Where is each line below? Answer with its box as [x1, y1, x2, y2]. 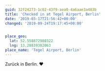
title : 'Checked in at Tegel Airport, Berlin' [5, 12, 101, 17]
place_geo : [5, 34, 27, 39]
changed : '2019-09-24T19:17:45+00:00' [5, 21, 84, 26]
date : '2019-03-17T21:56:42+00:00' [5, 16, 77, 21]
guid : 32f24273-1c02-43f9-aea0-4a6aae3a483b [5, 7, 97, 12]
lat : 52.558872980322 [9, 39, 53, 44]
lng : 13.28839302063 [9, 43, 51, 48]
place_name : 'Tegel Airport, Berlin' [5, 47, 82, 52]
